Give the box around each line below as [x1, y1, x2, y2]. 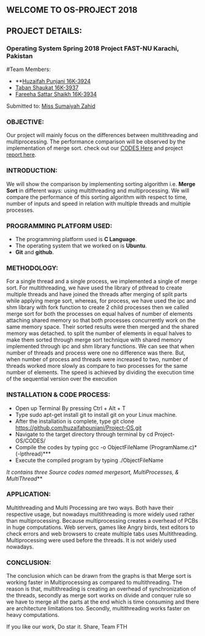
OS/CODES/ [15, 437, 46, 444]
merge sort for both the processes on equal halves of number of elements [6, 310, 193, 318]
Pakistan [6, 51, 33, 60]
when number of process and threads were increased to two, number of [6, 356, 188, 363]
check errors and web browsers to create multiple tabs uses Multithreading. [6, 529, 198, 537]
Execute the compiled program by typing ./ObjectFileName [15, 456, 164, 464]
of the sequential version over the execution [6, 375, 117, 383]
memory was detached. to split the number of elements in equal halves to [6, 330, 192, 337]
